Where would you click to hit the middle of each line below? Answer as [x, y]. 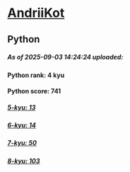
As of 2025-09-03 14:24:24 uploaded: [65, 57]
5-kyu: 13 [22, 107]
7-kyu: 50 [22, 143]
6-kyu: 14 [22, 125]
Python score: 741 [34, 91]
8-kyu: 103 [24, 161]
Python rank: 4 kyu [36, 75]
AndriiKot [36, 13]
